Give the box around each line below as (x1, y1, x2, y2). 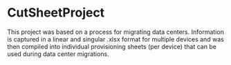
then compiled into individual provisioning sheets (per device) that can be (7, 42, 216, 50)
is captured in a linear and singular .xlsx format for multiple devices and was (7, 35, 225, 43)
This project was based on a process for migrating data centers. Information (7, 28, 225, 36)
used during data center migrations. (7, 50, 109, 58)
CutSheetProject (7, 5, 105, 21)
